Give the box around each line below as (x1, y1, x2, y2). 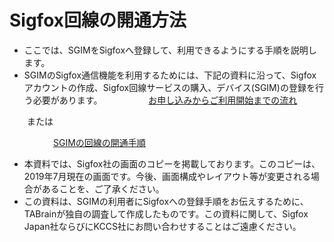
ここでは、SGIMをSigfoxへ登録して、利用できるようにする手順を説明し (23, 44, 317, 56)
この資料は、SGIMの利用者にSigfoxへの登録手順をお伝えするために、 (23, 195, 309, 207)
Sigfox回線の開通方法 (9, 9, 187, 32)
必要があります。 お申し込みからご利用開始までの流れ (32, 94, 298, 106)
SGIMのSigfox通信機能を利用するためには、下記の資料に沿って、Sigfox (23, 69, 317, 81)
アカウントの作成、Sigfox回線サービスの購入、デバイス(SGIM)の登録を (23, 81, 316, 93)
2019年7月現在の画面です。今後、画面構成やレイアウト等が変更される (23, 170, 312, 182)
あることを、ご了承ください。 (41, 182, 165, 195)
